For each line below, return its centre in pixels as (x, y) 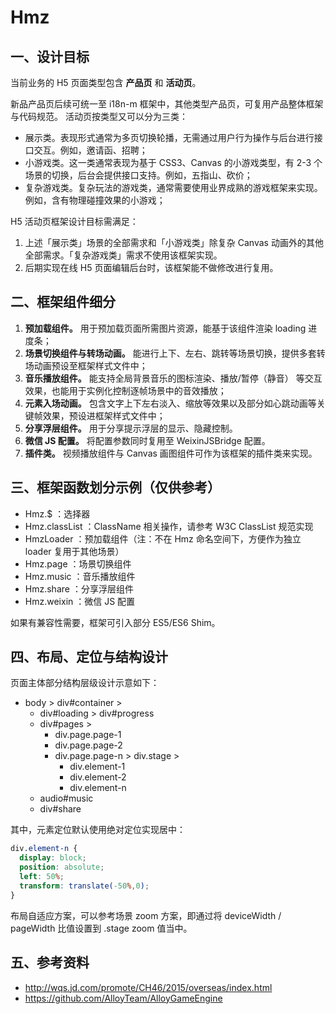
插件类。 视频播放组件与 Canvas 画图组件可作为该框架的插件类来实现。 (171, 453)
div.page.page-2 (88, 745)
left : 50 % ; (42, 877)
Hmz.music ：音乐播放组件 (80, 576)
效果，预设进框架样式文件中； (104, 415)
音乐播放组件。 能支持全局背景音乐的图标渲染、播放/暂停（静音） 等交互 (173, 378)
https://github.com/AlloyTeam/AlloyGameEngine (123, 998)
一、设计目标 (50, 56)
